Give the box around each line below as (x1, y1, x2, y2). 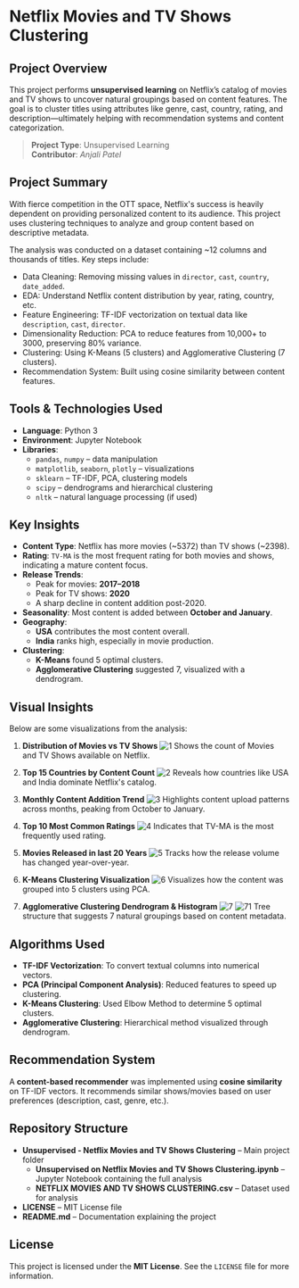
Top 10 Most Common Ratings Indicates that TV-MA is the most (21, 821, 274, 832)
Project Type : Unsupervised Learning (30, 140, 170, 150)
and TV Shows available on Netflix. (21, 750, 150, 760)
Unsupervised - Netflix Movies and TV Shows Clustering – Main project (21, 1144, 290, 1155)
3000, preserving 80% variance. (21, 337, 142, 348)
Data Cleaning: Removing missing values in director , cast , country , (21, 270, 270, 282)
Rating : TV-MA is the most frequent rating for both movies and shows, (21, 551, 275, 561)
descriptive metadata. (9, 227, 90, 237)
